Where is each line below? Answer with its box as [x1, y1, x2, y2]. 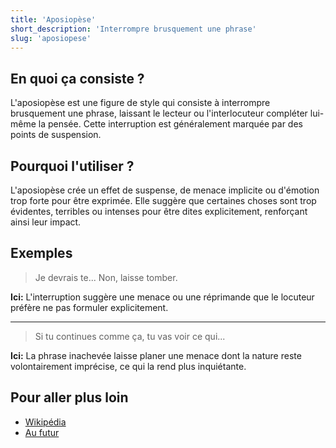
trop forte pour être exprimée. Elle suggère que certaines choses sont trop [10, 195, 317, 206]
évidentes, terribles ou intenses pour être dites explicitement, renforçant [10, 206, 308, 217]
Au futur [24, 426, 60, 438]
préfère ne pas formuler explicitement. [10, 301, 169, 313]
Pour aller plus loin [10, 389, 129, 406]
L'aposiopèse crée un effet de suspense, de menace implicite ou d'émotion [10, 184, 320, 196]
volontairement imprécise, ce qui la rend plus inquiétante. [10, 360, 247, 372]
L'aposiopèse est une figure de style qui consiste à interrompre [10, 97, 271, 109]
